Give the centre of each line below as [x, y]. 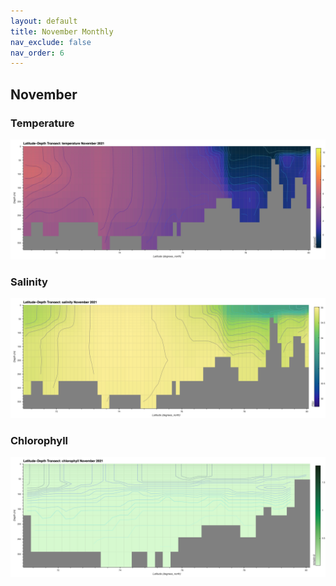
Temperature [42, 123]
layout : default [44, 21]
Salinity [29, 282]
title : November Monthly [62, 31]
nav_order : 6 [37, 53]
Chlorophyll [39, 441]
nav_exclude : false [51, 42]
